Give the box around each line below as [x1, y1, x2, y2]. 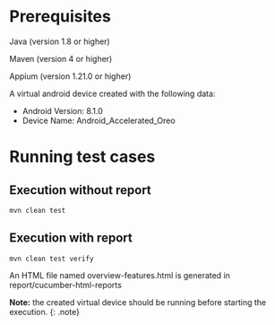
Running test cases [9, 146, 156, 167]
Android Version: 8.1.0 [21, 105, 103, 116]
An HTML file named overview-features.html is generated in [9, 269, 231, 280]
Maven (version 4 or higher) [9, 53, 113, 64]
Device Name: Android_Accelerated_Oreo [21, 115, 176, 126]
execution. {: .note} [9, 306, 81, 317]
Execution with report [9, 231, 133, 246]
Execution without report [9, 182, 152, 198]
